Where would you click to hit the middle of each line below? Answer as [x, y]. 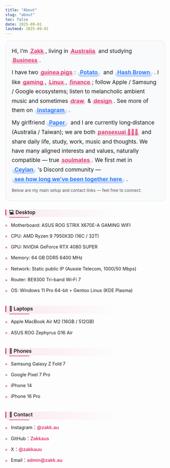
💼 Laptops [21, 309]
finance [80, 82]
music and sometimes [40, 101]
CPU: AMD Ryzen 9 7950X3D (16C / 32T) [55, 236]
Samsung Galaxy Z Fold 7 [38, 364]
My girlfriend [28, 122]
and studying [115, 51]
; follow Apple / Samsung [124, 82]
